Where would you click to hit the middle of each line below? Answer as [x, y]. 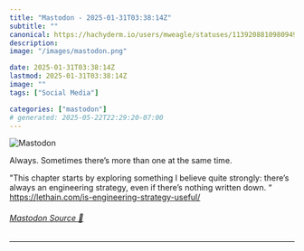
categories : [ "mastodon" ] [58, 109]
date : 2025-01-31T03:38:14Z [62, 68]
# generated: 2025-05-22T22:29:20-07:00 [87, 117]
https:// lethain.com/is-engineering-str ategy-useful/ [105, 197]
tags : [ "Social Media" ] [54, 93]
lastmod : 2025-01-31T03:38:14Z [68, 76]
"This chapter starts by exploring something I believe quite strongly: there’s [149, 178]
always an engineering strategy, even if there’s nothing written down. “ [141, 188]
